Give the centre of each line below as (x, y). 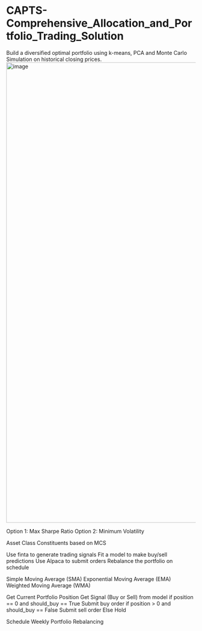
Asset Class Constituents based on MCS (56, 542)
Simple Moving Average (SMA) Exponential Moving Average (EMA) (89, 579)
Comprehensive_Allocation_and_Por (99, 23)
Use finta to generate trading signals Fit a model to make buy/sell (87, 554)
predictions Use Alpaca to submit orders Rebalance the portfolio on (90, 560)
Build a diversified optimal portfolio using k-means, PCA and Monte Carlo (97, 52)
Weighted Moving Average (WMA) (49, 585)
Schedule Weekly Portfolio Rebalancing (55, 621)
